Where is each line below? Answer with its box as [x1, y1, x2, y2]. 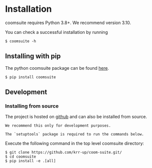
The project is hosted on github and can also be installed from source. [5, 114, 148, 120]
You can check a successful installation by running [5, 29, 108, 35]
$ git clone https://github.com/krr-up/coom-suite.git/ [5, 150, 122, 155]
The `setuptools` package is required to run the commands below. [5, 132, 144, 137]
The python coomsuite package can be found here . [5, 65, 109, 71]
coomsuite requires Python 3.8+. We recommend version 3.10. [5, 20, 131, 26]
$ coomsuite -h [5, 38, 36, 44]
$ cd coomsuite [5, 154, 36, 159]
